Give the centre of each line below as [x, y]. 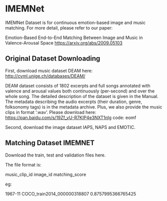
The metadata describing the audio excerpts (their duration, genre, [74, 101]
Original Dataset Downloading [53, 59]
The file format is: [23, 164]
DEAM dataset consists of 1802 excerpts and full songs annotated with [78, 85]
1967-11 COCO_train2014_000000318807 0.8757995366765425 [71, 193]
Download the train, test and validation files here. [56, 155]
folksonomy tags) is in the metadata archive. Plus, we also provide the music [84, 107]
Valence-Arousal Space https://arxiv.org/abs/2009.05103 [64, 42]
